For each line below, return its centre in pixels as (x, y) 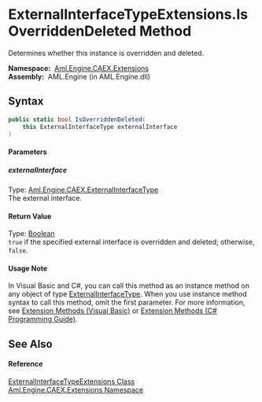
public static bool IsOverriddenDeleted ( (77, 120)
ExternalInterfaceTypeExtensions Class (72, 381)
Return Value (30, 216)
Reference (26, 364)
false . (18, 250)
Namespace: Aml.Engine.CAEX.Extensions (79, 68)
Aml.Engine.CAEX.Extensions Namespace (76, 389)
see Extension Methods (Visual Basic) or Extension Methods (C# (113, 311)
